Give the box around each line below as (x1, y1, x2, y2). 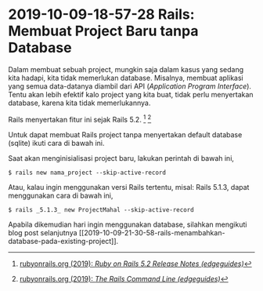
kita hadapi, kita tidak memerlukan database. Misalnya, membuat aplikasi (8, 73, 244, 82)
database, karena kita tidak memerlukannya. (8, 98, 151, 107)
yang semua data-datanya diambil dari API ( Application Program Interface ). (8, 81, 252, 91)
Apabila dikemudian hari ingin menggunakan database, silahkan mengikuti (8, 220, 247, 229)
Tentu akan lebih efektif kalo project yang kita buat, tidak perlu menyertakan (8, 89, 254, 99)
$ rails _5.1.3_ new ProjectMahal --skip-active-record (8, 206, 194, 213)
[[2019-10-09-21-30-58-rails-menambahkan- (78, 227, 225, 237)
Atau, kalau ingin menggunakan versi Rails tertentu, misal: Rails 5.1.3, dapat (8, 182, 250, 191)
